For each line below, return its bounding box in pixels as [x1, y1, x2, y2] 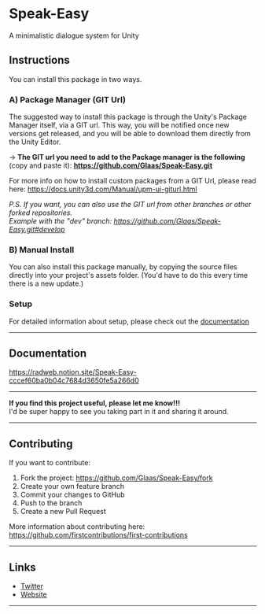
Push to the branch [20, 498, 83, 508]
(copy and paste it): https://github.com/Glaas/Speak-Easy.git [9, 161, 213, 170]
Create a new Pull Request [20, 507, 107, 516]
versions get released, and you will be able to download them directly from [9, 129, 251, 139]
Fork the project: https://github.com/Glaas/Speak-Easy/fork [20, 473, 213, 483]
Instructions [9, 54, 70, 67]
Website [20, 590, 48, 599]
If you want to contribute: [9, 458, 91, 468]
